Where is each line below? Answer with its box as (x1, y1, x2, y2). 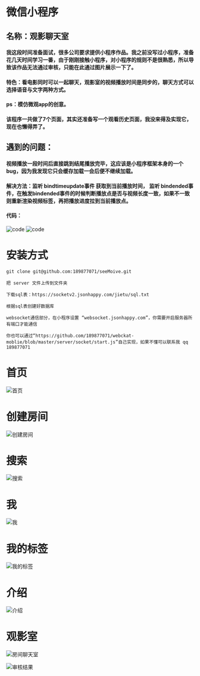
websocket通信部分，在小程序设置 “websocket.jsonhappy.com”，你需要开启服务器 (6, 315, 189, 321)
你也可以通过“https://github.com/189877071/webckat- (6, 333, 135, 339)
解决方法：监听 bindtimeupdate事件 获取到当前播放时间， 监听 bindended (6, 182, 189, 189)
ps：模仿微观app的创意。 (6, 101, 70, 108)
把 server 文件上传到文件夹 (6, 280, 68, 286)
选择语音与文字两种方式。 (6, 86, 69, 93)
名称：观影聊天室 (6, 31, 69, 41)
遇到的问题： (6, 142, 54, 152)
